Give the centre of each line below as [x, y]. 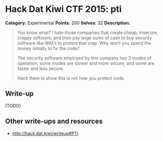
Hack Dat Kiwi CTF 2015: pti [63, 9]
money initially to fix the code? [49, 48]
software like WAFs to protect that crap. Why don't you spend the [84, 43]
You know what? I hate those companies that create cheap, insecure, [88, 32]
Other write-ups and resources [54, 121]
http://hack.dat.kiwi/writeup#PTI [45, 133]
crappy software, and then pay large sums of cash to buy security [84, 38]
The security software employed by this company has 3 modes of [84, 58]
